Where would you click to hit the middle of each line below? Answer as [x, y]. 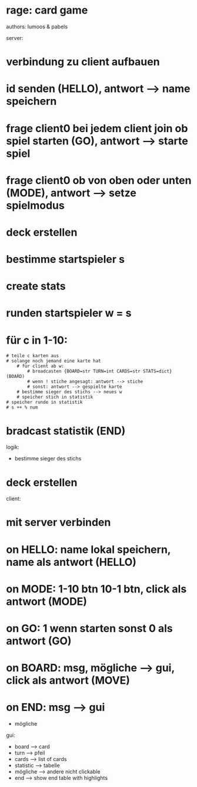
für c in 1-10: [37, 340]
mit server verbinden [59, 523]
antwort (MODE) [46, 601]
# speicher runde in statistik [44, 402]
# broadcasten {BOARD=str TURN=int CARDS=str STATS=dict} [100, 371]
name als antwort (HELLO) [71, 562]
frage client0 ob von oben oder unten [99, 180]
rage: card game [47, 10]
